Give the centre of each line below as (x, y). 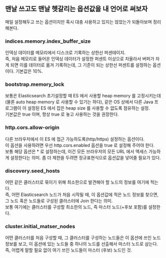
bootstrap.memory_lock (35, 84)
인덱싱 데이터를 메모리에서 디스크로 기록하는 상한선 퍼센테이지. (65, 53)
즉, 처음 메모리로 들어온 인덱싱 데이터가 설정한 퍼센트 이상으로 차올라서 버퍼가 (80, 59)
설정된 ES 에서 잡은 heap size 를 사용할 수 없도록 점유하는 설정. (89, 108)
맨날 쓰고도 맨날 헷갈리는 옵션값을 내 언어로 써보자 (76, 9)
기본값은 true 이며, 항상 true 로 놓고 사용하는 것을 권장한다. (62, 114)
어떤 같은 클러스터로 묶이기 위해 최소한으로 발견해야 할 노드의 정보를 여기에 (77, 182)
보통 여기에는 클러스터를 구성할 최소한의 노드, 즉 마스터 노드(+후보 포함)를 (76, 207)
